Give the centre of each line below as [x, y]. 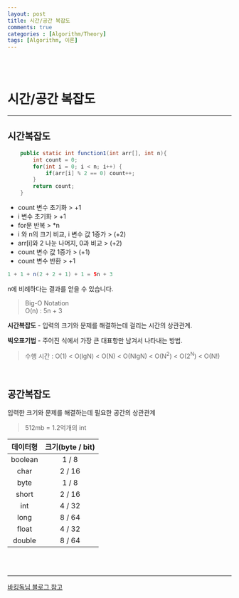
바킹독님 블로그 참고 [35, 587]
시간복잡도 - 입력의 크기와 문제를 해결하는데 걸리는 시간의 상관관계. [100, 325]
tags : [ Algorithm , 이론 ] [43, 41]
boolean [25, 460]
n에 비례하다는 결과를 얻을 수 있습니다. [60, 288]
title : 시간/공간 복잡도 [39, 21]
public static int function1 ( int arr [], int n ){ [94, 153]
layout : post [27, 14]
